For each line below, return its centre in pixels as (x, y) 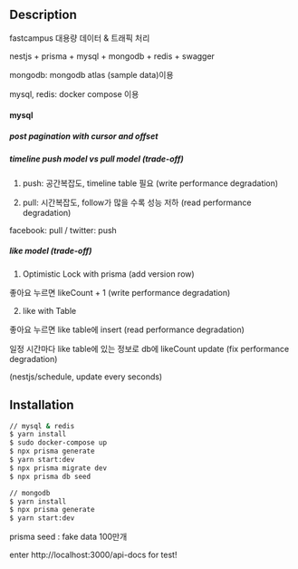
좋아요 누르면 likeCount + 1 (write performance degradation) (120, 292)
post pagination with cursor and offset (84, 136)
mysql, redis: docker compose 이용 (74, 93)
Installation (42, 405)
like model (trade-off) (51, 251)
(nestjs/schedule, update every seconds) (86, 377)
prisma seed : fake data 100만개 (68, 537)
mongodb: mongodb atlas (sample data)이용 (91, 74)
